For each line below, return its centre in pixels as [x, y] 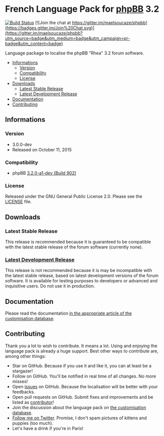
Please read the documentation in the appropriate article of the [69, 313]
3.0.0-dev [22, 144]
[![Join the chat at [53, 23]
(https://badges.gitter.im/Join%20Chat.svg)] [50, 27]
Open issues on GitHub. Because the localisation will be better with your [85, 386]
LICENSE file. [18, 202]
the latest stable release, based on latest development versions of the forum [82, 275]
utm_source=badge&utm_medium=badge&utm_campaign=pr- [68, 38]
